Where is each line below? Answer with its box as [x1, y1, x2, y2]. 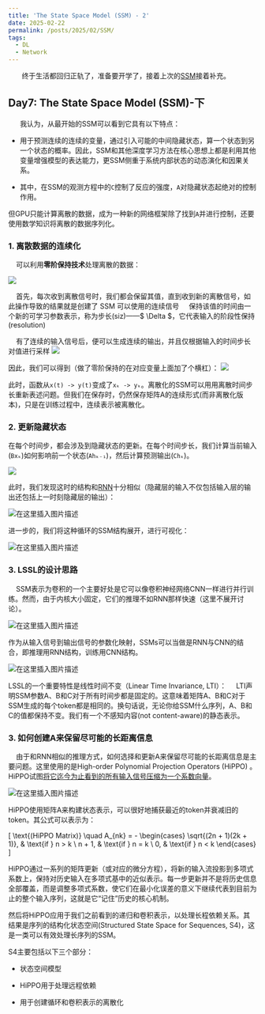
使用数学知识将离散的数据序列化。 [8, 218, 119, 228]
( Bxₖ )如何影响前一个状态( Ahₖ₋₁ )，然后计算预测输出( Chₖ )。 [8, 451, 194, 460]
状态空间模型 [19, 964, 62, 973]
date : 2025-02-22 [8, 19, 65, 27]
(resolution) [8, 320, 46, 330]
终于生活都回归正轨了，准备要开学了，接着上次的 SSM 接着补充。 [21, 71, 231, 80]
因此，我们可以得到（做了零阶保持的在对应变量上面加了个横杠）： [8, 363, 219, 373]
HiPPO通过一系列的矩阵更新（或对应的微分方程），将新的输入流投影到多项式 [8, 864, 254, 873]
